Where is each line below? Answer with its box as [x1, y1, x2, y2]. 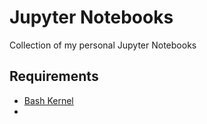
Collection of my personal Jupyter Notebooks [9, 39, 197, 51]
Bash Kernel [23, 94, 74, 106]
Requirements [9, 68, 99, 85]
